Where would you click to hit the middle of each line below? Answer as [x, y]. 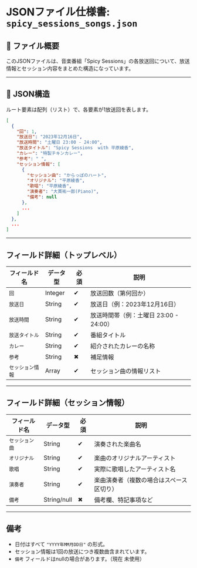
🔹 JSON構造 [28, 94]
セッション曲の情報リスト [125, 371]
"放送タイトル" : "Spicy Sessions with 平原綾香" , [75, 148]
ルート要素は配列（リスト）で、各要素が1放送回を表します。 [79, 109]
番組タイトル [108, 335]
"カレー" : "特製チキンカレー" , [50, 153]
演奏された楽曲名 [118, 444]
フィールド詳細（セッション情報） [68, 403]
